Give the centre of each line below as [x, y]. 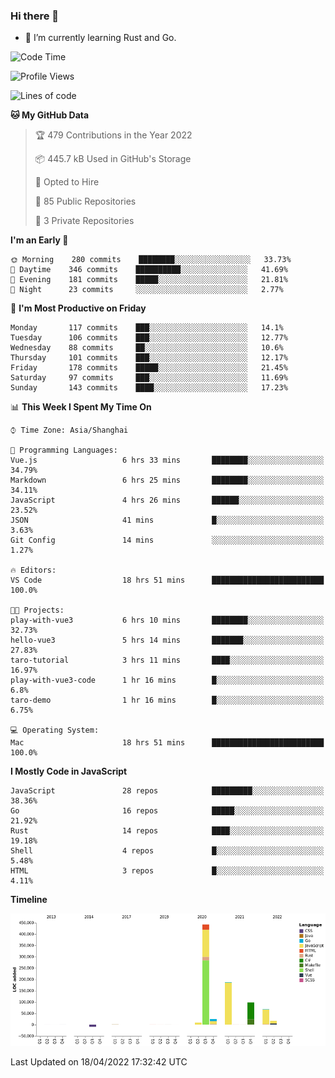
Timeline [29, 900]
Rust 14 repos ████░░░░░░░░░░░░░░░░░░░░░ [167, 831]
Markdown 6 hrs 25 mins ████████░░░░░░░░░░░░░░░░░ [167, 480]
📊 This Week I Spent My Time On [81, 407]
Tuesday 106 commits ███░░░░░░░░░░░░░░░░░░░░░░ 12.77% [149, 338]
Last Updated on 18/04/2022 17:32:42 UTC [99, 1061]
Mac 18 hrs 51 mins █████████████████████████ [167, 743]
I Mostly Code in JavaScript [69, 771]
